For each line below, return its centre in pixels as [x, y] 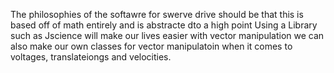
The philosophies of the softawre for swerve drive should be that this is [157, 14]
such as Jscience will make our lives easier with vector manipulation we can [167, 35]
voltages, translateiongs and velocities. [91, 57]
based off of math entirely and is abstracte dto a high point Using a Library [164, 25]
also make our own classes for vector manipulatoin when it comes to [151, 46]
